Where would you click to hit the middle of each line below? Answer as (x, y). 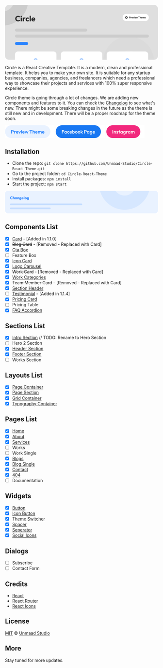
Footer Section (27, 354)
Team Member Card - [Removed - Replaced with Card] (67, 283)
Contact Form (26, 569)
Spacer (19, 525)
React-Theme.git (28, 169)
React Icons (24, 606)
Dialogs (17, 551)
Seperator (22, 530)
